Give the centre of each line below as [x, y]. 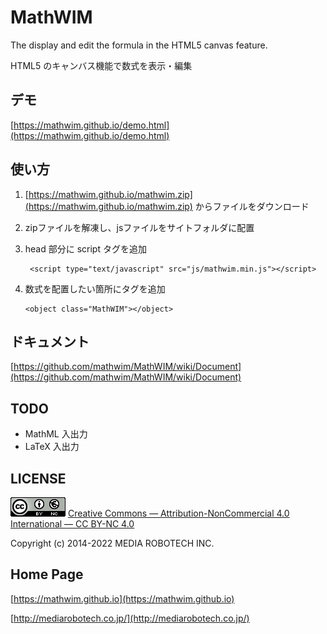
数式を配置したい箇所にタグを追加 [95, 288]
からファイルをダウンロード [252, 206]
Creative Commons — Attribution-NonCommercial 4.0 [178, 513]
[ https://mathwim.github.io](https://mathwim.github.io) [122, 598]
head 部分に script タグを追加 [85, 248]
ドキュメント [50, 341]
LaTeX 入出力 [52, 447]
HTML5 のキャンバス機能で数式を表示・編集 [101, 65]
